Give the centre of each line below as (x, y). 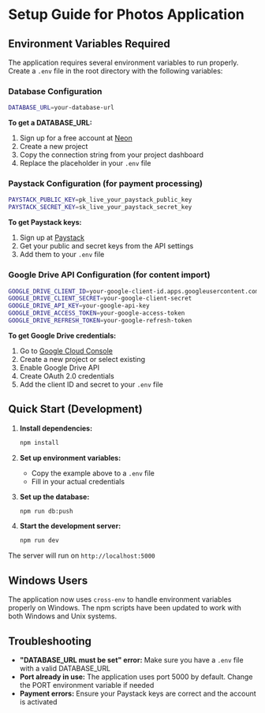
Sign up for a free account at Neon (76, 138)
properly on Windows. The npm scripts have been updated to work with (125, 608)
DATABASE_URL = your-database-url (61, 108)
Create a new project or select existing (82, 359)
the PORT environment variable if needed (87, 685)
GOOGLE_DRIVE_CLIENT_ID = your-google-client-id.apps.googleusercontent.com (134, 291)
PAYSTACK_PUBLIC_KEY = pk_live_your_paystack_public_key (100, 200)
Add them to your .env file (62, 255)
